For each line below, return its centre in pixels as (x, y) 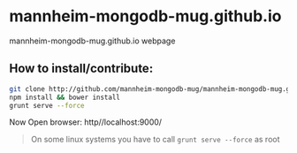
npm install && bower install (65, 97)
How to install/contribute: (81, 69)
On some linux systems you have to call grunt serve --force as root (155, 140)
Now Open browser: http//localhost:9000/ (85, 122)
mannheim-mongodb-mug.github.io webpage (92, 41)
